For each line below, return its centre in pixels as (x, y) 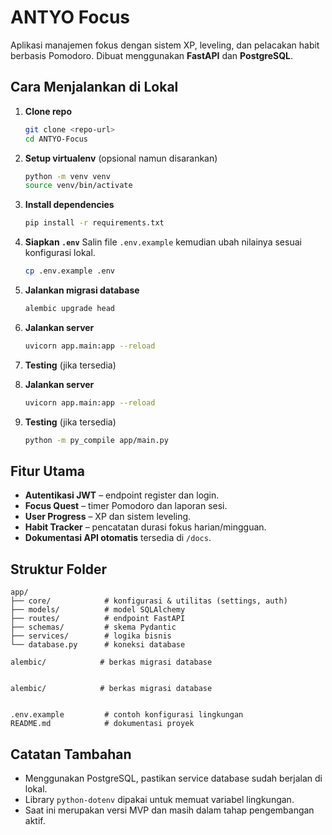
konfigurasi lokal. (60, 253)
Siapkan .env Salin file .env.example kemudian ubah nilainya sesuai (163, 242)
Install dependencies (69, 205)
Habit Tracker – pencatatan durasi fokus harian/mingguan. (145, 527)
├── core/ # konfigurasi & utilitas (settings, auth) (149, 601)
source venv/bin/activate (78, 186)
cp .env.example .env (69, 271)
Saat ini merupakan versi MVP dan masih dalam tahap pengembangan (169, 810)
